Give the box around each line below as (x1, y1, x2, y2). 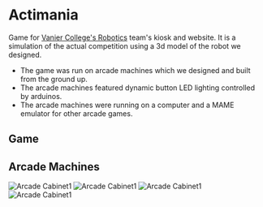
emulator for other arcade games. (19, 108, 133, 119)
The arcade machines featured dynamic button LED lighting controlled (19, 83, 256, 93)
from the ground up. (19, 74, 88, 84)
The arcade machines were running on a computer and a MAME (19, 100, 235, 110)
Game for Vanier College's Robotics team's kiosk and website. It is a (8, 32, 236, 42)
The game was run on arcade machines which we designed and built (19, 65, 251, 75)
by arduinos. (19, 91, 63, 101)
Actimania (8, 6, 79, 24)
